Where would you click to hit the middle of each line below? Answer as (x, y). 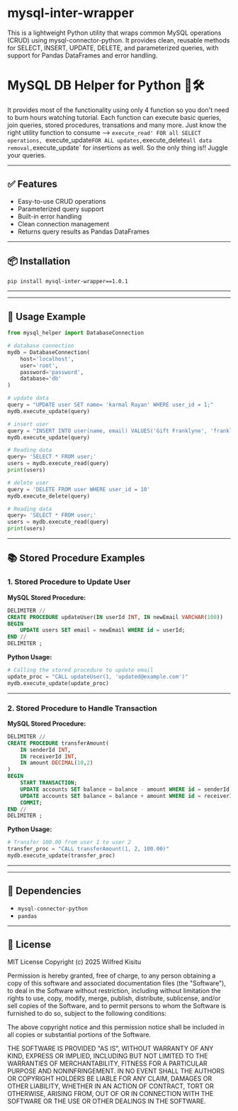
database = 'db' (41, 379)
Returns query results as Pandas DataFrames (84, 231)
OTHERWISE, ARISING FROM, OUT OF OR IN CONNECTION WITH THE (110, 1093)
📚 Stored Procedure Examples (76, 558)
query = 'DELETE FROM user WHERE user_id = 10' (79, 489)
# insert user (28, 424)
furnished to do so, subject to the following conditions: (87, 1013)
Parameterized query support (61, 209)
